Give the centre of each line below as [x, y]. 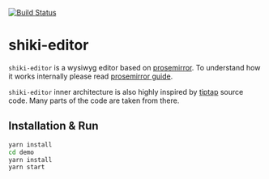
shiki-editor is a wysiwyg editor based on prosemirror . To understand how [134, 67]
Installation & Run [53, 126]
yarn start [27, 167]
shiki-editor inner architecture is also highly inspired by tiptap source [126, 92]
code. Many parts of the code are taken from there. [94, 100]
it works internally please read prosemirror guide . [91, 76]
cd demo [21, 152]
